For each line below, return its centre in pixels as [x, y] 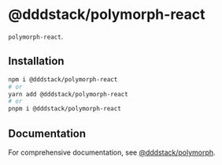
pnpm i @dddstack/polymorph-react [65, 109]
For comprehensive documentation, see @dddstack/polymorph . [112, 152]
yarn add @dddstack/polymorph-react [68, 94]
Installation [36, 61]
